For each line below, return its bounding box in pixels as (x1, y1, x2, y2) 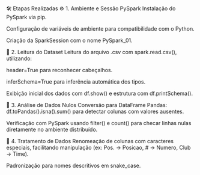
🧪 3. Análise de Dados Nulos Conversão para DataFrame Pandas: (6, 102, 168, 108)
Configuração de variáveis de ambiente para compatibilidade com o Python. (6, 25, 195, 32)
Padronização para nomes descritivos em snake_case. (6, 162, 141, 169)
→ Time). (6, 150, 29, 158)
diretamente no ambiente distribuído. (6, 126, 98, 133)
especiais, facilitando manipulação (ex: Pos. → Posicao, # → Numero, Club (6, 144, 191, 151)
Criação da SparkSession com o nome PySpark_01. (6, 37, 133, 44)
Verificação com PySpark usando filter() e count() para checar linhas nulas (6, 120, 192, 126)
